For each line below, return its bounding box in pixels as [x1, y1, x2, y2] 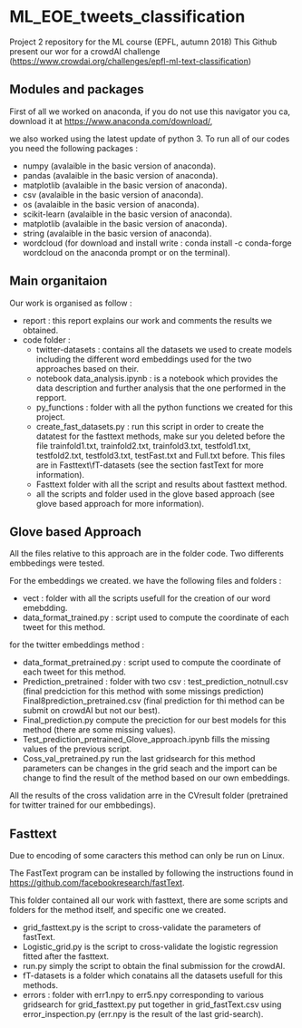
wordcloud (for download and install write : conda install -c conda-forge [22, 238, 292, 248]
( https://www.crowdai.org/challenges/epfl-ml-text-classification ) [9, 55, 252, 66]
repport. [35, 392, 67, 402]
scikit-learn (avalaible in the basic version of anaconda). [22, 209, 233, 219]
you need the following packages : [9, 142, 139, 153]
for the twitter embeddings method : [9, 639, 145, 650]
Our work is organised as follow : [9, 297, 132, 308]
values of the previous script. [22, 743, 132, 754]
